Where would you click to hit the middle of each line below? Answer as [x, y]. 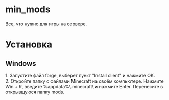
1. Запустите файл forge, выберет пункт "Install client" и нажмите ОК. [80, 75]
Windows [21, 63]
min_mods [28, 9]
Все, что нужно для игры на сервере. [46, 24]
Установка [29, 44]
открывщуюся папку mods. [35, 92]
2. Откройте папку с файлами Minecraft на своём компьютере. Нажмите [85, 81]
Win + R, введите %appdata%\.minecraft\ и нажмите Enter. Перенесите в [84, 86]
